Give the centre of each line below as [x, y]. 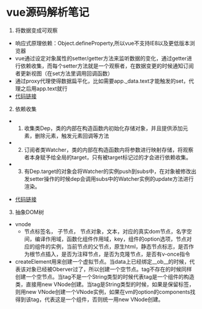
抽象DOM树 [29, 212]
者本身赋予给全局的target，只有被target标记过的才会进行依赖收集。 [108, 157]
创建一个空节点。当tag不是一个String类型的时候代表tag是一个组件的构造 [105, 276]
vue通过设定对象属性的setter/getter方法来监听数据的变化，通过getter [101, 58]
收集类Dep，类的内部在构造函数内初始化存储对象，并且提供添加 [103, 128]
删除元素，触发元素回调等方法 [72, 135]
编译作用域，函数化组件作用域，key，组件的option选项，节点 [111, 239]
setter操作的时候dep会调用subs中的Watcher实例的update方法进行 [112, 178]
